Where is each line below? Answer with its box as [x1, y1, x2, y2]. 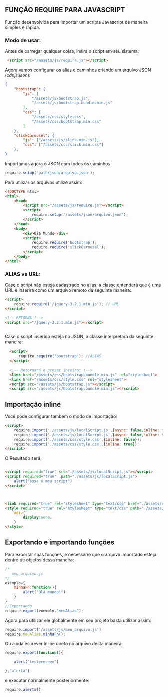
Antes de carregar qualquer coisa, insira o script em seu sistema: [5, 48, 139, 54]
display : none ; [23, 515, 52, 520]
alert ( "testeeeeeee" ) [14, 659, 59, 664]
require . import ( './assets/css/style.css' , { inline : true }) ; [14, 442, 140, 447]
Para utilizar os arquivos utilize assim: [5, 179, 82, 185]
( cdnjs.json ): [5, 72, 31, 78]
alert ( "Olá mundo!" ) [23, 590, 66, 595]
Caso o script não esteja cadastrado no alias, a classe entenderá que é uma [5, 282, 161, 288]
